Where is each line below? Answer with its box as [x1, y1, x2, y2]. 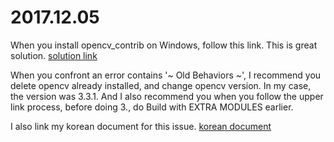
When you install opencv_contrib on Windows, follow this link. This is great [10, 39, 318, 51]
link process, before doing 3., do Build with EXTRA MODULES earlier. [10, 101, 294, 113]
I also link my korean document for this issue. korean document [10, 120, 272, 132]
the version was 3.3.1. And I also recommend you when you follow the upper [10, 90, 324, 102]
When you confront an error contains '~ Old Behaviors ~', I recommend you [10, 69, 322, 81]
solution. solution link [10, 49, 98, 61]
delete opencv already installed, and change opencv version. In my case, [10, 79, 312, 91]
